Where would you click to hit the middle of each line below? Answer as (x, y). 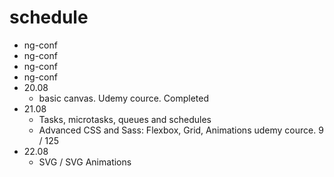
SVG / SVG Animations (85, 162)
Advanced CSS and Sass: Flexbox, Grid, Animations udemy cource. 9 (181, 130)
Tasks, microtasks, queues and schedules (125, 119)
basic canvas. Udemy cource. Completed (124, 98)
